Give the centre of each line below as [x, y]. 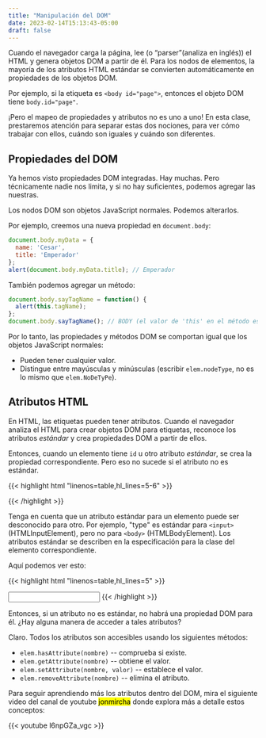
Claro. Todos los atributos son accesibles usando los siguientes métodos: [128, 637]
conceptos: [27, 709]
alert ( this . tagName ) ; [51, 307]
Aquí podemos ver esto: [47, 565]
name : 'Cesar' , [40, 248]
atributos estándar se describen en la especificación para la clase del [122, 541]
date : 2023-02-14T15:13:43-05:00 [63, 23]
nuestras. [24, 195]
